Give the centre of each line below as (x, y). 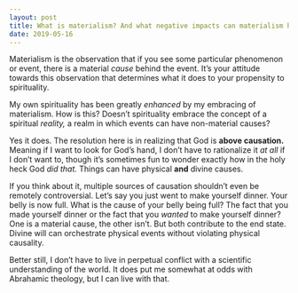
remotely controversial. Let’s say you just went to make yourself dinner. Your (149, 195)
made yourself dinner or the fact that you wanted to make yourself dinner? (145, 215)
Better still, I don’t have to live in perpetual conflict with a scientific (130, 260)
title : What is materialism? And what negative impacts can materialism (146, 26)
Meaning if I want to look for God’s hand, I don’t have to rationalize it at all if (147, 150)
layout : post (33, 17)
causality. (27, 243)
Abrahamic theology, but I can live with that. (90, 279)
